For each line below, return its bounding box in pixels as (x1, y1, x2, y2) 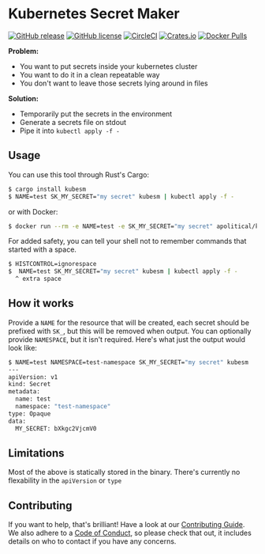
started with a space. (8, 245, 77, 254)
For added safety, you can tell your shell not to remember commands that (8, 237, 247, 246)
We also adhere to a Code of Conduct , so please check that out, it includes (8, 528, 252, 538)
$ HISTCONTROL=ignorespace (8, 260, 97, 268)
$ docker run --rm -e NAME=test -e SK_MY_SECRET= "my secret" (8, 222, 214, 230)
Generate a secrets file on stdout (19, 117, 127, 127)
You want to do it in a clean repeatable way (19, 70, 160, 79)
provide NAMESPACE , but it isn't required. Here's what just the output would (8, 334, 246, 344)
